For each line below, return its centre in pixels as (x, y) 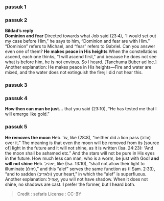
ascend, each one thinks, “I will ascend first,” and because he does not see (81, 57)
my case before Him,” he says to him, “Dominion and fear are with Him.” (78, 41)
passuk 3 (16, 85)
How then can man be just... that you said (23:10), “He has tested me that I (81, 109)
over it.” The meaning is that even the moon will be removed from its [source (82, 143)
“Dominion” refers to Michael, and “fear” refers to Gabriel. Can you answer (80, 46)
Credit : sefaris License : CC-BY (49, 194)
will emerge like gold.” (27, 114)
